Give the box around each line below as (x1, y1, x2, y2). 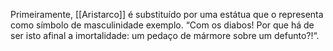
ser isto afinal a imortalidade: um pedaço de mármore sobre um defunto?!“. (10, 30, 320, 41)
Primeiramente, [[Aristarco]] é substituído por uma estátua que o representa (10, 9, 324, 20)
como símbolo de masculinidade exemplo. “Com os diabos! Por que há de (10, 19, 315, 31)
